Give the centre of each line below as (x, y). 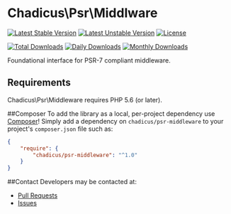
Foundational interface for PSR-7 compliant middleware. (89, 60)
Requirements (39, 83)
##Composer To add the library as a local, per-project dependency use (111, 113)
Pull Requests (38, 196)
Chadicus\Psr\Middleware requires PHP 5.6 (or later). (85, 100)
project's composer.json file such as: (60, 129)
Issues (27, 203)
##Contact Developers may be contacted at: (72, 182)
